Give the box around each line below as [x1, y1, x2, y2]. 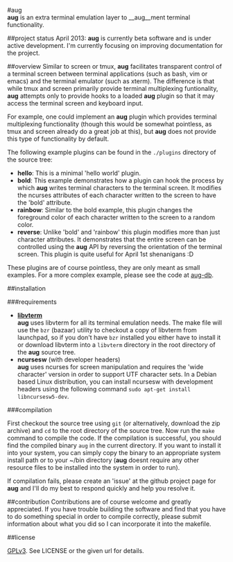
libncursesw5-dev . [17, 392, 69, 400]
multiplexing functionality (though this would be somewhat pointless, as [7, 120, 212, 128]
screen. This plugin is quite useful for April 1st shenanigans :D [17, 250, 194, 258]
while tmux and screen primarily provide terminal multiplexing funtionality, [7, 85, 218, 92]
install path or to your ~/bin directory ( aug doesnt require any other [7, 456, 200, 464]
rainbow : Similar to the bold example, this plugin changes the [17, 206, 193, 214]
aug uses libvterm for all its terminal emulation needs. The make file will [17, 318, 223, 327]
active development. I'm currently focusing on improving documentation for [7, 42, 223, 49]
